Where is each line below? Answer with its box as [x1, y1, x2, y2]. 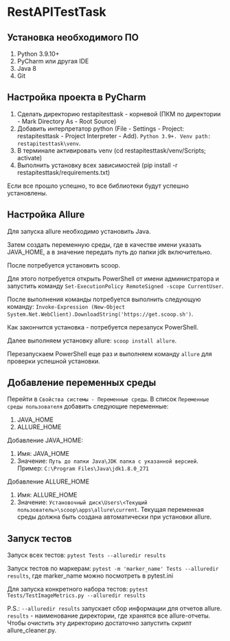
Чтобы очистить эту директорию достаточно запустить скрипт [7, 619, 192, 627]
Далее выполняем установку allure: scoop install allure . [7, 336, 177, 345]
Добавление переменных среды [7, 377, 157, 389]
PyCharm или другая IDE [16, 57, 89, 65]
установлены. [7, 188, 48, 197]
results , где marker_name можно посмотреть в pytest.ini [7, 572, 174, 580]
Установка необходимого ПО [7, 32, 139, 43]
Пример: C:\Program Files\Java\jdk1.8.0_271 [16, 464, 149, 472]
